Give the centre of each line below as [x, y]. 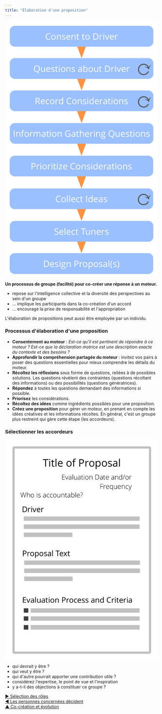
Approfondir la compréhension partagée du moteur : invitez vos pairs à [85, 357]
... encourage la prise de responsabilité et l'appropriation [69, 309]
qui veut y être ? [28, 671]
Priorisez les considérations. [41, 398]
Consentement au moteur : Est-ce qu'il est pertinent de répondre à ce [82, 341]
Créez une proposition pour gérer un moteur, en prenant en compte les [83, 408]
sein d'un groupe [29, 299]
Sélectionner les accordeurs [39, 431]
